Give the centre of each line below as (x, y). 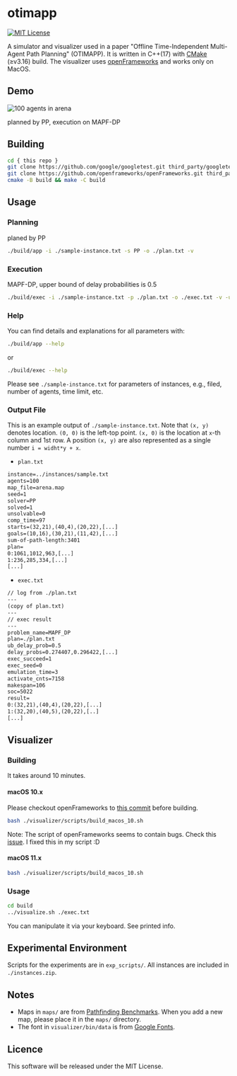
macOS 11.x (25, 858)
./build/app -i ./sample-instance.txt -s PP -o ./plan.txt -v (101, 251)
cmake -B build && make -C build (56, 181)
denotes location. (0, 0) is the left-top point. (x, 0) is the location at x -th (114, 433)
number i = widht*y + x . (44, 448)
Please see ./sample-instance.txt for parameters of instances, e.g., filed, (115, 384)
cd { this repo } (33, 161)
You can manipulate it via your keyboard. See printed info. (91, 926)
